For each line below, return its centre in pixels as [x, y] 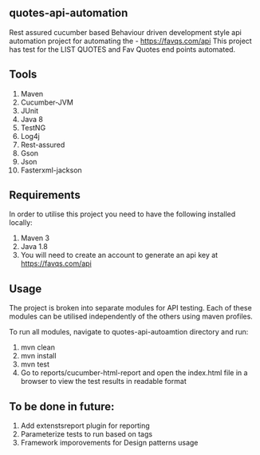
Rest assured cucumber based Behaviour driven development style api [125, 32]
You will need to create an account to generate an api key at [119, 255]
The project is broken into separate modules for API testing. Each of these [130, 308]
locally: [21, 223]
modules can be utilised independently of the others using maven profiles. [131, 317]
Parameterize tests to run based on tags [87, 434]
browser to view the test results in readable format [103, 382]
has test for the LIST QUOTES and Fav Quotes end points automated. [122, 49]
